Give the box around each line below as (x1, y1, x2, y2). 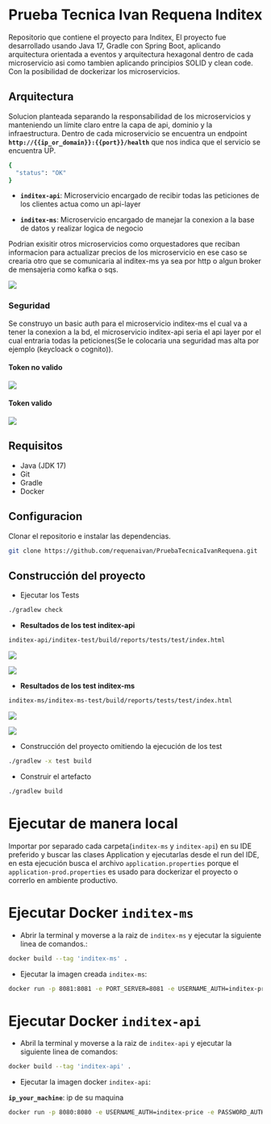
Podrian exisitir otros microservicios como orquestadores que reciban (8, 239, 240, 249)
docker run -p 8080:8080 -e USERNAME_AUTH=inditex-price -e (8, 1109, 215, 1117)
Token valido (8, 398, 52, 408)
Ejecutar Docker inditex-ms (8, 903, 194, 922)
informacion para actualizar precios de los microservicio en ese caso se (8, 248, 248, 257)
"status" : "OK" (15, 169, 67, 177)
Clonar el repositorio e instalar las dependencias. (8, 531, 171, 541)
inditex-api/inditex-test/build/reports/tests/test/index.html (8, 636, 226, 644)
